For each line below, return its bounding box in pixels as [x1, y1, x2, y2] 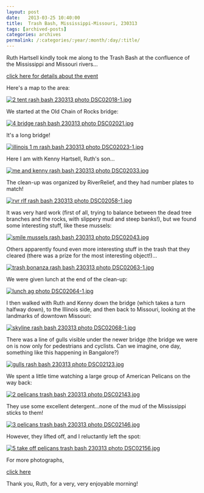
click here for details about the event [6, 73, 99, 79]
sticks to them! [6, 409, 44, 416]
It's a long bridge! [6, 132, 51, 139]
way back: [6, 379, 32, 386]
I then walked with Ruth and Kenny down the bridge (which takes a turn [6, 300, 186, 306]
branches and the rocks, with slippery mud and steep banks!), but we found [6, 215, 197, 223]
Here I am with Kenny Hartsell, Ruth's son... [6, 155, 115, 162]
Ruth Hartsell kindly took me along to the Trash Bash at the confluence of [6, 54, 190, 61]
